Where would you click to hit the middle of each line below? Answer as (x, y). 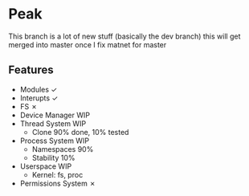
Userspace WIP (46, 166)
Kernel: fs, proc (57, 174)
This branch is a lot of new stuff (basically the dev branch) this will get (124, 36)
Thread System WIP (53, 123)
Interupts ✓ (39, 98)
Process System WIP (55, 141)
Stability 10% (53, 157)
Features (31, 70)
